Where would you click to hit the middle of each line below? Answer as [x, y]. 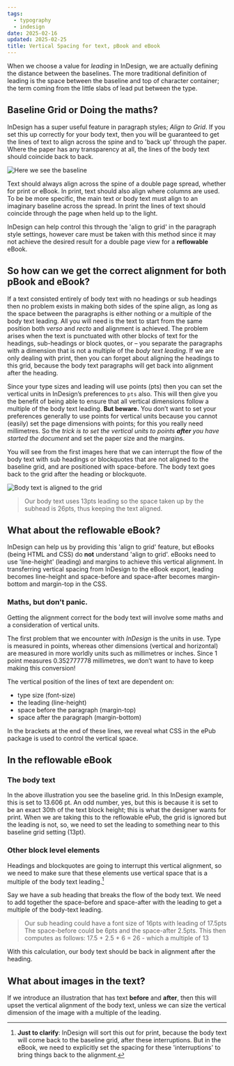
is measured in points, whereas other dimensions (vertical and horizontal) [112, 645]
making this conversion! [41, 668]
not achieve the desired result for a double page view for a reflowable [108, 241]
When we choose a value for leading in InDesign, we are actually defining [112, 66]
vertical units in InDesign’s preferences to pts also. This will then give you [112, 393]
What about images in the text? [76, 981]
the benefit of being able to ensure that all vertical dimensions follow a [108, 401]
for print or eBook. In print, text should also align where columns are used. [114, 191]
